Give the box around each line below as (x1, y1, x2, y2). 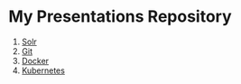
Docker (21, 55, 50, 66)
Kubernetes (21, 65, 65, 76)
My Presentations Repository (8, 6, 232, 27)
